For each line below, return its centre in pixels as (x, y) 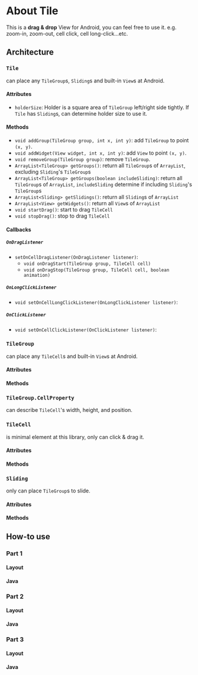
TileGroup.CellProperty (40, 398)
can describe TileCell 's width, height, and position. (69, 410)
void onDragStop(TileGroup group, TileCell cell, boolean (96, 270)
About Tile (32, 11)
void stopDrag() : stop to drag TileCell (62, 216)
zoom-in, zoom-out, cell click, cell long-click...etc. (67, 33)
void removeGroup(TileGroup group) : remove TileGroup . (82, 159)
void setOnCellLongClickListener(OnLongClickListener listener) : (96, 302)
